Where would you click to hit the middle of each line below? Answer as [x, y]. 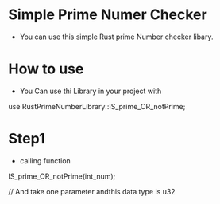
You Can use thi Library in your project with [91, 91]
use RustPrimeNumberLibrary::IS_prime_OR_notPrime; [97, 106]
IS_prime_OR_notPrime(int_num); [62, 176]
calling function [45, 160]
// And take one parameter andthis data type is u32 [92, 191]
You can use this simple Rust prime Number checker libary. [116, 37]
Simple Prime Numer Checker [108, 15]
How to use [46, 69]
